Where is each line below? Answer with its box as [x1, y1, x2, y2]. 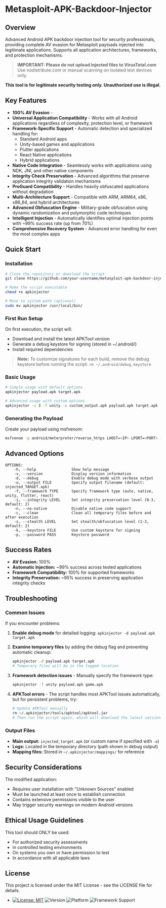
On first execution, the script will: [5, 326, 73, 332]
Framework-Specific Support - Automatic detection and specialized [12, 125, 152, 131]
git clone [5, 276, 26, 281]
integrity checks [12, 580, 45, 586]
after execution [5, 515, 39, 520]
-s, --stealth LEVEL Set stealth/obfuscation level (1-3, [14, 519, 149, 524]
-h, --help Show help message [14, 467, 110, 472]
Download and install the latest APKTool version [12, 336, 110, 342]
